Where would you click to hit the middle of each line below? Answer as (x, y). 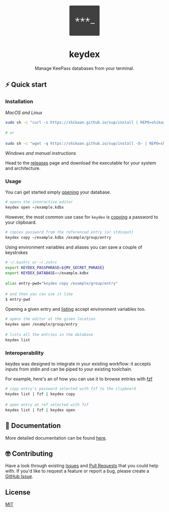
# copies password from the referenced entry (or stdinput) (70, 232)
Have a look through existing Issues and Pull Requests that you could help (82, 466)
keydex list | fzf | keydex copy (40, 394)
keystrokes (17, 252)
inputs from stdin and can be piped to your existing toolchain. (69, 369)
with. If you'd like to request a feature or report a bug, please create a (77, 471)
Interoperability (25, 353)
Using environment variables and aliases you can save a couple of (74, 247)
